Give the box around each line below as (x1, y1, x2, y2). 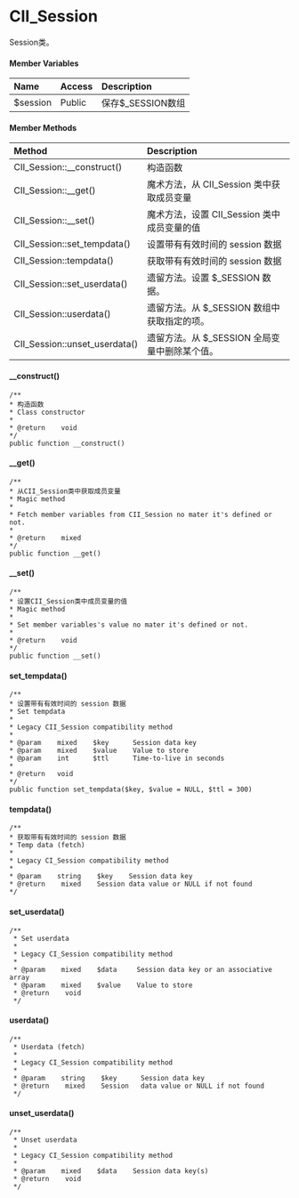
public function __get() (9, 549, 101, 558)
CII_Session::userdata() (13, 308, 111, 320)
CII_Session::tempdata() (13, 255, 114, 267)
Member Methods (9, 122, 77, 133)
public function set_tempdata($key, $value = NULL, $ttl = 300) (9, 785, 253, 794)
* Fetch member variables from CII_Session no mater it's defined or (9, 510, 273, 519)
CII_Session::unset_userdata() (13, 338, 139, 351)
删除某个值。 (164, 345, 219, 358)
